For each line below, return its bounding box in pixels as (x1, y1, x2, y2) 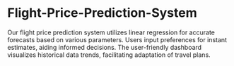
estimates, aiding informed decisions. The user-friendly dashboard (7, 43, 202, 51)
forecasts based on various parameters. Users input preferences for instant (7, 35, 228, 44)
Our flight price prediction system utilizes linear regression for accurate (7, 28, 216, 37)
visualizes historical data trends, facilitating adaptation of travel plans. (7, 51, 211, 59)
